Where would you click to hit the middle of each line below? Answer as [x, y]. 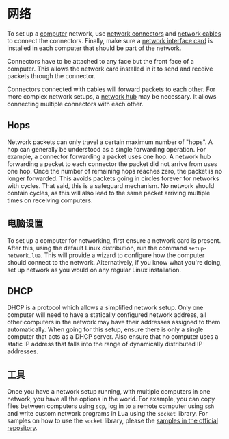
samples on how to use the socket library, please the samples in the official [113, 421]
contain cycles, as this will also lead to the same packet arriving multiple [109, 193]
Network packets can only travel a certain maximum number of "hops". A [110, 142]
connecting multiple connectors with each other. [75, 104]
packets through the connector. [51, 75]
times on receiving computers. [50, 200]
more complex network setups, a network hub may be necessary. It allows [112, 96]
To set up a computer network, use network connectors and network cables [114, 33]
